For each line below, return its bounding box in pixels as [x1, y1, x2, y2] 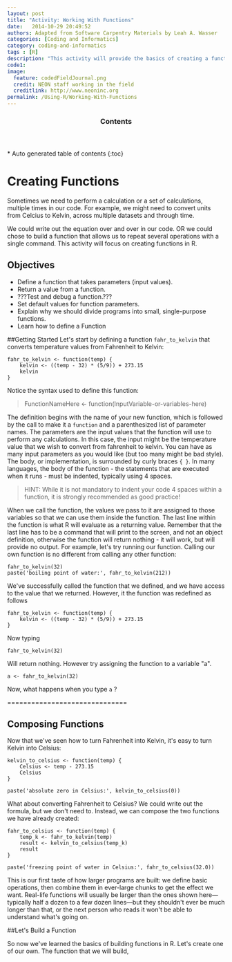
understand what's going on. [7, 913, 89, 921]
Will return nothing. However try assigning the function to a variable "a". [7, 659, 212, 667]
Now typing [7, 633, 40, 642]
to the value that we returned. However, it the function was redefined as [7, 589, 212, 597]
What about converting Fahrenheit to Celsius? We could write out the [7, 799, 204, 808]
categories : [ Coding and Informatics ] [7, 36, 119, 43]
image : [7, 68, 26, 75]
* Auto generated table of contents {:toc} [7, 149, 124, 158]
